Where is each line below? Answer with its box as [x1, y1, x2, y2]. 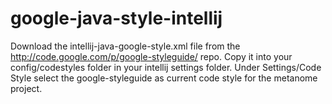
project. [10, 82, 43, 94]
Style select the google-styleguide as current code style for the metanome [10, 72, 318, 84]
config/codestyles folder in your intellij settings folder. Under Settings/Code [10, 61, 322, 73]
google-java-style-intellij [10, 7, 223, 30]
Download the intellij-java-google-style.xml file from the [10, 40, 241, 52]
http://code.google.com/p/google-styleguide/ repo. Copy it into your [10, 50, 293, 62]
